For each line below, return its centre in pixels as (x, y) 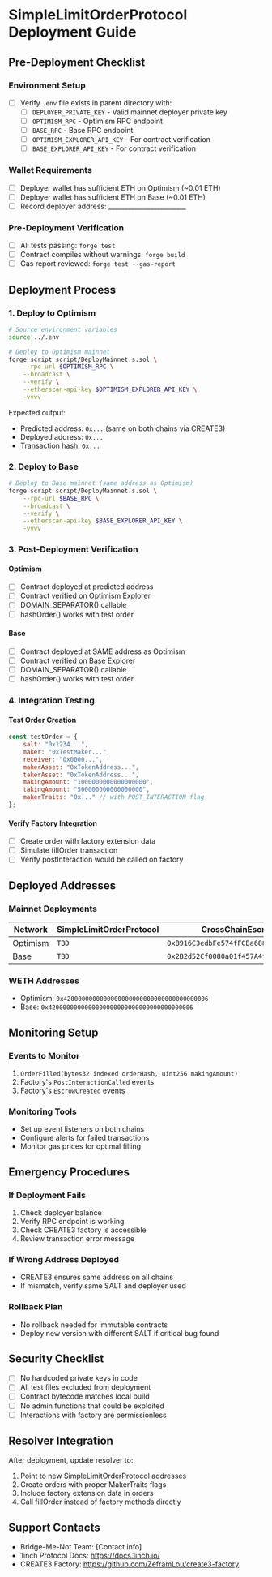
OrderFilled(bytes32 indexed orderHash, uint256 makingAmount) (129, 1074)
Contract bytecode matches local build (85, 1396)
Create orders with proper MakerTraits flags (93, 1485)
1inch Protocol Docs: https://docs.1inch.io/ (90, 1556)
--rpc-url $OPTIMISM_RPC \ (68, 367)
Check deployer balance (61, 1212)
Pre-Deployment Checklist (77, 62)
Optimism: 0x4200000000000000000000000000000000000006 (114, 999)
